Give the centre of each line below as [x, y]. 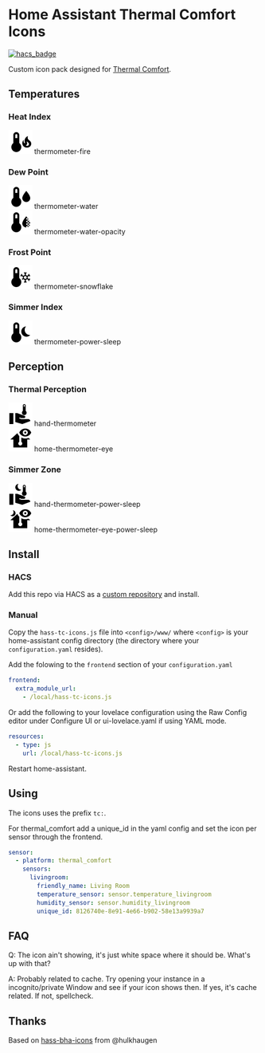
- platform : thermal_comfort [64, 861]
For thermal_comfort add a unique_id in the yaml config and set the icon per [132, 828]
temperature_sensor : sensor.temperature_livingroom [125, 894]
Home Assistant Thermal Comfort [122, 15]
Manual [23, 615]
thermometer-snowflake [74, 287]
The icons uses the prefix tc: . [57, 813]
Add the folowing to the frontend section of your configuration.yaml [121, 665]
